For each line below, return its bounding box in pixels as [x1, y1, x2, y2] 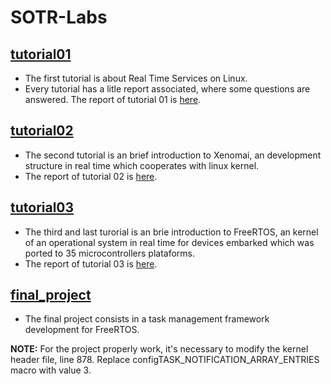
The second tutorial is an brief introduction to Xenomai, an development [24, 149, 322, 161]
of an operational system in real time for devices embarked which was [24, 236, 315, 248]
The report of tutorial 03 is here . [24, 257, 158, 270]
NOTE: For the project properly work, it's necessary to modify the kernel [10, 343, 309, 355]
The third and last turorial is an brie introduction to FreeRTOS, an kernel [24, 226, 319, 238]
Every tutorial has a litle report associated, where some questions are [24, 83, 311, 95]
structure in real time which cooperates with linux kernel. [24, 159, 260, 171]
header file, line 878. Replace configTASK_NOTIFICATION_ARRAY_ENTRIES [10, 354, 320, 366]
